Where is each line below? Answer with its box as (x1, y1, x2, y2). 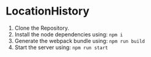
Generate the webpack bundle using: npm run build (14, 37, 145, 44)
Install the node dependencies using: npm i (14, 30, 123, 38)
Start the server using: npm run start (14, 44, 108, 51)
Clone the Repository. (14, 24, 70, 32)
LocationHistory (6, 4, 90, 18)
